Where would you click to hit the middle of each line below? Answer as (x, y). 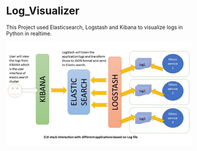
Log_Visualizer (43, 11)
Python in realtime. (29, 33)
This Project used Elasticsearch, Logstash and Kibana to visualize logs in (94, 27)
